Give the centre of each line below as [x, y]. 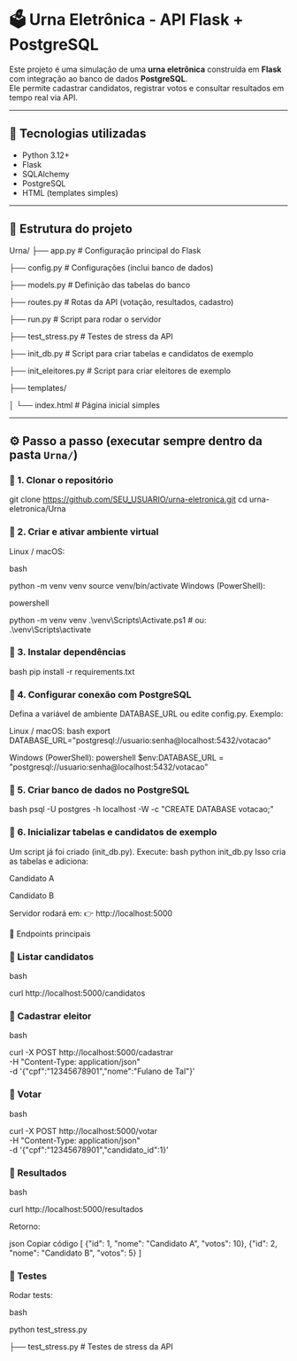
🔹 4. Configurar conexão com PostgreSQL [100, 694]
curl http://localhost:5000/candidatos [77, 993]
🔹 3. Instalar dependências [68, 653]
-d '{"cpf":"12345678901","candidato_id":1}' [89, 1150]
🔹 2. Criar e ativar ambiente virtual [84, 532]
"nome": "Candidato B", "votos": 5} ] [76, 1253]
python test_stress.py [48, 1330]
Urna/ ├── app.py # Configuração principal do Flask [105, 250]
